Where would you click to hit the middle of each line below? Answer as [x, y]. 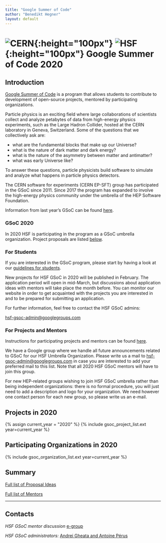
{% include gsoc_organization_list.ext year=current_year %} [66, 457]
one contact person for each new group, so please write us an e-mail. [76, 397]
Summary [21, 473]
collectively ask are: [25, 135]
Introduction [25, 82]
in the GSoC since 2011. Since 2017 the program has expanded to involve [79, 190]
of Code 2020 [34, 64]
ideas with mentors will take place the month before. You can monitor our [80, 288]
